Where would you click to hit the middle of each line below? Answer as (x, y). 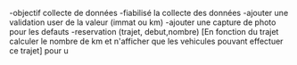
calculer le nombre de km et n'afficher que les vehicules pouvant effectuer (146, 41)
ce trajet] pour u (39, 51)
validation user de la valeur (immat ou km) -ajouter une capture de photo (143, 22)
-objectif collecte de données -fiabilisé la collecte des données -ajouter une (149, 13)
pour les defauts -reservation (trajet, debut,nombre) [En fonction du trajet (144, 32)
